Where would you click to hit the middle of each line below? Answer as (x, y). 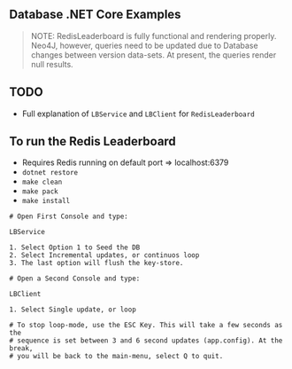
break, (21, 349)
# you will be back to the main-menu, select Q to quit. (116, 357)
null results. (52, 64)
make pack (40, 192)
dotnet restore (50, 173)
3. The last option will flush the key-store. (96, 263)
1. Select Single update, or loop (73, 310)
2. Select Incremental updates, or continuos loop (104, 255)
